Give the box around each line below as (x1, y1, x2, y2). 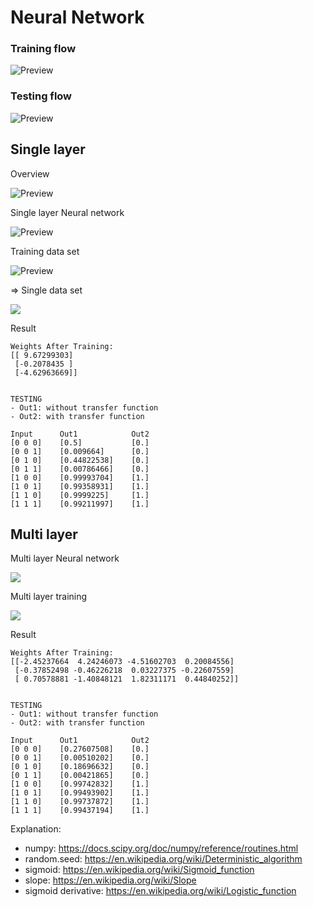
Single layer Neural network (10, 206, 125, 218)
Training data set (10, 245, 80, 257)
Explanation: (10, 823, 62, 835)
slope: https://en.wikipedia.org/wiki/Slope (24, 874, 197, 886)
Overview (10, 167, 50, 180)
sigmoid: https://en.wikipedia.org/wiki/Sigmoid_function (24, 864, 255, 876)
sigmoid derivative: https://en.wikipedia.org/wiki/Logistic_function (24, 885, 297, 897)
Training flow (10, 42, 77, 56)
